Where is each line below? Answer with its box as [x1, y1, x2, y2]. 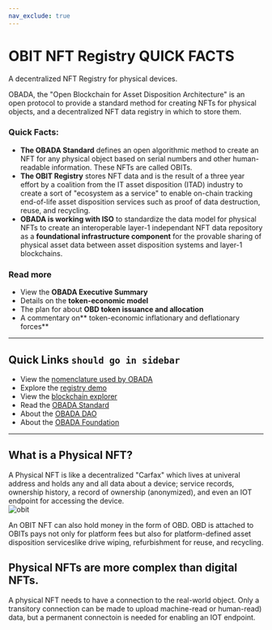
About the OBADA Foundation [19, 417, 120, 426]
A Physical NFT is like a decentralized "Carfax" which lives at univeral [8, 469, 240, 479]
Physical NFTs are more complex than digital [8, 561, 237, 575]
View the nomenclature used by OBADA [19, 374, 153, 384]
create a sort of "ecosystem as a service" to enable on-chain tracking [19, 188, 253, 198]
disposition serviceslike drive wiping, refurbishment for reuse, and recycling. [8, 537, 264, 547]
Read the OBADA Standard [19, 400, 109, 409]
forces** [19, 322, 49, 332]
